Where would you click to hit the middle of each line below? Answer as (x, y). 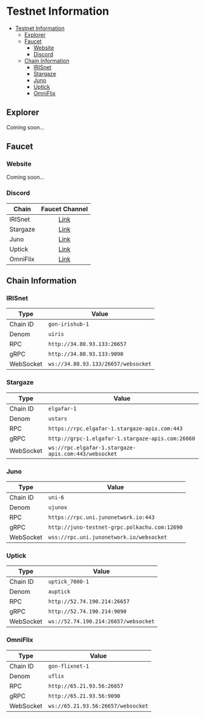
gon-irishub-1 (69, 324)
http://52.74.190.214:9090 (88, 611)
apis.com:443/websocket (83, 454)
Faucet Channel (65, 209)
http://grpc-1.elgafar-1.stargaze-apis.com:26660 (122, 438)
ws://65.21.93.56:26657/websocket (98, 706)
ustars (58, 418)
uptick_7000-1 (69, 582)
